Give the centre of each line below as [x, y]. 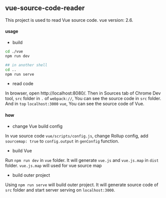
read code [23, 84]
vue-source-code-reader [45, 8]
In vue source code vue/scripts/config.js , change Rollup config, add [77, 136]
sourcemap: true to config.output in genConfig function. [62, 141]
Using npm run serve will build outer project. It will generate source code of [82, 185]
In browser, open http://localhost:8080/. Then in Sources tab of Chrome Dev [83, 93]
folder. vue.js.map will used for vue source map [54, 165]
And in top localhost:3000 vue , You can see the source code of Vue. [75, 104]
